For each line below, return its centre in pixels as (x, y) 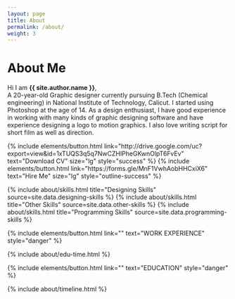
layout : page (26, 14)
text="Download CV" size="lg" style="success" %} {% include (99, 161)
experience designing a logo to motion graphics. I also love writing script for (118, 125)
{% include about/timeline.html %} (57, 289)
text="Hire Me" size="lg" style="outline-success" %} (84, 176)
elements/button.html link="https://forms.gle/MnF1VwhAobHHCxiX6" (108, 169)
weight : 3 (22, 33)
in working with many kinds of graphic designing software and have (106, 117)
